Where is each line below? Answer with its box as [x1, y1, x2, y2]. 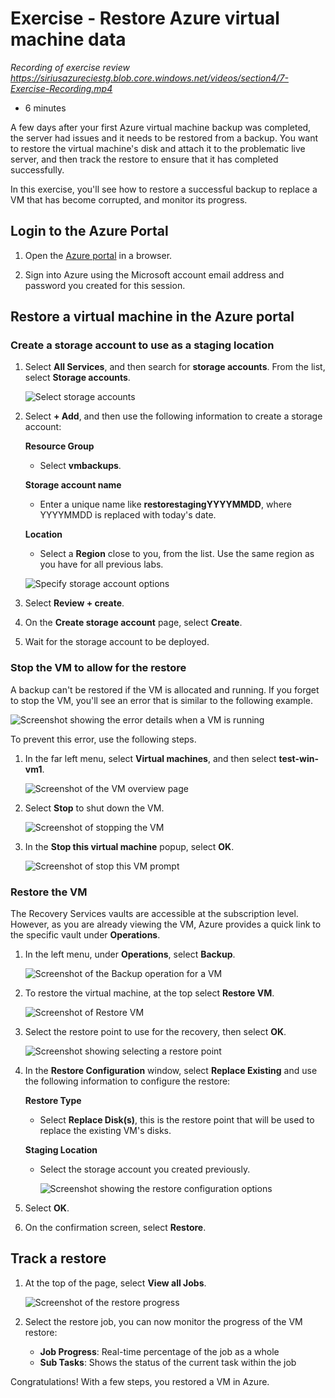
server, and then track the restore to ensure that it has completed [10, 153, 279, 165]
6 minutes [24, 102, 67, 114]
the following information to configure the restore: [24, 1075, 231, 1087]
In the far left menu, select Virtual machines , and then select [24, 752, 277, 764]
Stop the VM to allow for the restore [10, 661, 187, 675]
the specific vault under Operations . [10, 929, 161, 941]
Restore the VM [10, 885, 88, 899]
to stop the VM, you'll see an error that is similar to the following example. [10, 694, 314, 706]
